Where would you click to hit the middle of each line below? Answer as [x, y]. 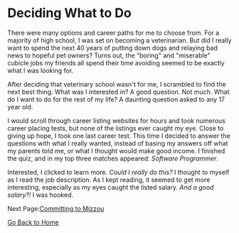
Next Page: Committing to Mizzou [56, 208]
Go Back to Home [33, 222]
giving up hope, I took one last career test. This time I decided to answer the [119, 136]
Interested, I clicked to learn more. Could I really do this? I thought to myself [118, 172]
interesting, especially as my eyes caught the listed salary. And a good [111, 187]
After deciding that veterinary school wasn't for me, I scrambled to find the [117, 84]
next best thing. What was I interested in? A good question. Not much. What [118, 92]
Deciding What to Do [69, 13]
